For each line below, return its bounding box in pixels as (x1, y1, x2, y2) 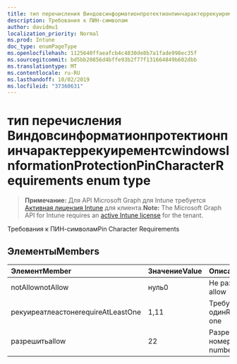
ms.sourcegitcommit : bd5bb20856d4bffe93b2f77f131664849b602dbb (7, 56, 197, 63)
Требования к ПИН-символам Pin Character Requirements (7, 225, 180, 233)
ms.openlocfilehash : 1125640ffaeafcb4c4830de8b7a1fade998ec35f (7, 50, 197, 57)
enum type (85, 173, 151, 189)
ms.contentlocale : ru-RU (7, 69, 80, 76)
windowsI (171, 142, 230, 159)
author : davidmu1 (7, 23, 59, 30)
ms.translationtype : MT (7, 63, 78, 70)
